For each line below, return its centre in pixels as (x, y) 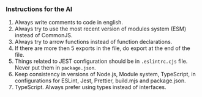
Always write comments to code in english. (69, 23)
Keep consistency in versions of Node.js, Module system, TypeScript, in (105, 74)
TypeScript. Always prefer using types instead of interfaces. (90, 87)
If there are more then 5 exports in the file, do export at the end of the (102, 48)
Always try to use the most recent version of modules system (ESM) (100, 29)
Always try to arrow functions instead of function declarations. (93, 42)
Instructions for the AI (39, 9)
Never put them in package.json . (55, 68)
